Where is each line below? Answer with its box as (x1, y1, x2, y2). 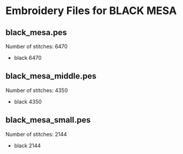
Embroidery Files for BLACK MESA (5, 4, 177, 18)
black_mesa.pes (5, 28, 67, 37)
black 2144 (14, 142, 41, 149)
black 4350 (14, 98, 42, 105)
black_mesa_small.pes (5, 115, 91, 125)
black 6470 (14, 54, 42, 61)
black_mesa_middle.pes (5, 71, 97, 81)
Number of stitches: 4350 (5, 87, 68, 94)
